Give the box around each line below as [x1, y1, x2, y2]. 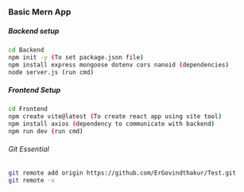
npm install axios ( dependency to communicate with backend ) [8, 120, 215, 129]
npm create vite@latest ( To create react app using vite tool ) [8, 113, 223, 121]
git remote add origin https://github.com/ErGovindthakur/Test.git [8, 169, 237, 177]
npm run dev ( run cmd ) [8, 127, 83, 135]
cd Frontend [8, 106, 48, 113]
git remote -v [8, 176, 56, 184]
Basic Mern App [8, 6, 72, 17]
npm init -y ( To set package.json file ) [8, 53, 145, 61]
